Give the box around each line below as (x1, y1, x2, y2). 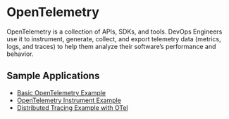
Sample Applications (6, 70, 100, 82)
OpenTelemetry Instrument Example (16, 96, 121, 104)
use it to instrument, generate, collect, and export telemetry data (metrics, (6, 34, 221, 43)
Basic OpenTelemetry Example (16, 88, 106, 97)
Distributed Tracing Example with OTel (16, 103, 128, 112)
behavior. (6, 50, 34, 58)
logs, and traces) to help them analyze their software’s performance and (6, 42, 216, 50)
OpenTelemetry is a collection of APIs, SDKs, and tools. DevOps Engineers (6, 27, 223, 36)
